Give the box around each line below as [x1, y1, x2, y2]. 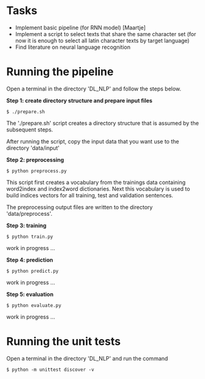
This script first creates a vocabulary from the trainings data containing [6, 178, 186, 186]
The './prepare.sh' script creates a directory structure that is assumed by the [6, 119, 199, 127]
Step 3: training [6, 221, 47, 229]
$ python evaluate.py [6, 302, 62, 309]
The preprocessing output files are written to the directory [6, 203, 153, 211]
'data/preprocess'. [6, 210, 53, 217]
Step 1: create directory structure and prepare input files [6, 97, 153, 104]
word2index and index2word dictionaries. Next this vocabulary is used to [6, 185, 190, 193]
